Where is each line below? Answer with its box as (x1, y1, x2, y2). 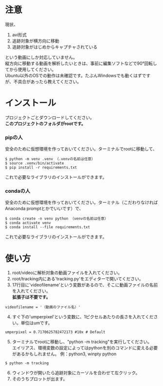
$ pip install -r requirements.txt (5, 165, 77, 170)
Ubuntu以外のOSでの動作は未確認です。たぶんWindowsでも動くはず (5, 73, 142, 78)
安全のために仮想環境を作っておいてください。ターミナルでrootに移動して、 (5, 146, 157, 152)
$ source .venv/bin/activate (5, 161, 64, 166)
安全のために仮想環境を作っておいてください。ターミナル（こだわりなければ (5, 200, 158, 205)
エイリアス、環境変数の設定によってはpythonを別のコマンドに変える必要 (12, 345, 158, 351)
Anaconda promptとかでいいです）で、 (5, 205, 84, 212)
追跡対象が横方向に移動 (12, 37, 59, 44)
